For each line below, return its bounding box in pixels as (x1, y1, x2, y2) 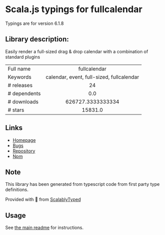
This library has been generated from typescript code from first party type (5, 181, 160, 187)
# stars (8, 106, 24, 113)
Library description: (5, 35, 69, 44)
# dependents (8, 90, 41, 97)
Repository (12, 148, 35, 154)
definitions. (5, 186, 29, 193)
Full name (8, 65, 31, 72)
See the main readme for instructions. (5, 224, 84, 231)
